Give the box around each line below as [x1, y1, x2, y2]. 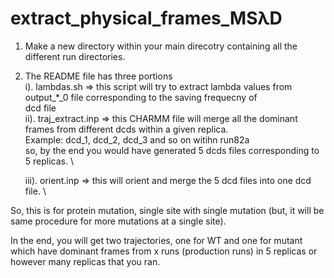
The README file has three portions [24, 70, 173, 82]
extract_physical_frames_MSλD [10, 7, 283, 30]
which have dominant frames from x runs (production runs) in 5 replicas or [10, 245, 318, 257]
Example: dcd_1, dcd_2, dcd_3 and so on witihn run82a [24, 133, 250, 146]
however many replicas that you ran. [10, 255, 161, 267]
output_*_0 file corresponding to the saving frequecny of [24, 91, 258, 103]
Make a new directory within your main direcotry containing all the [24, 40, 298, 52]
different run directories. [24, 50, 126, 62]
